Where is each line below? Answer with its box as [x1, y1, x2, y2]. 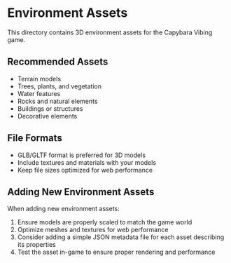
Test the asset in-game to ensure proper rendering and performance [17, 248, 216, 257]
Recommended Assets [7, 56, 108, 68]
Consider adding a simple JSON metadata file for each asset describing [17, 233, 225, 241]
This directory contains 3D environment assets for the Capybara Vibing [7, 28, 213, 36]
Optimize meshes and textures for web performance [17, 226, 169, 234]
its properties [17, 241, 56, 249]
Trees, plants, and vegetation [17, 82, 101, 90]
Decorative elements [17, 112, 78, 120]
